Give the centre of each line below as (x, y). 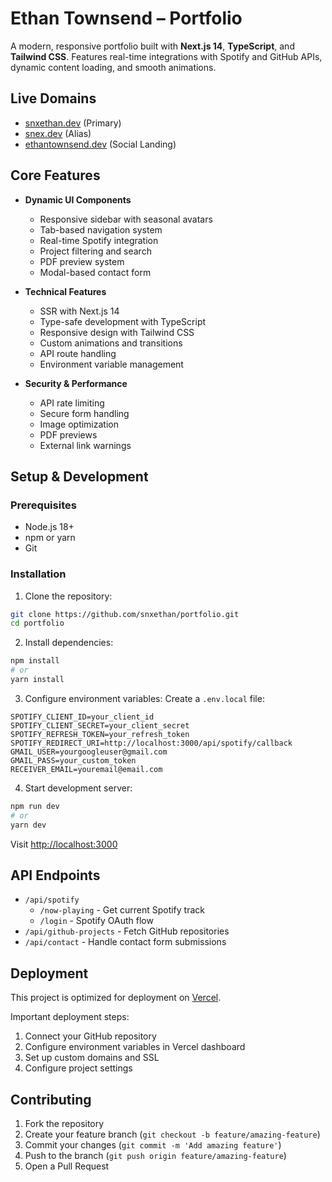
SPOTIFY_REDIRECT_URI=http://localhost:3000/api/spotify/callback (151, 743)
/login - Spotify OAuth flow (96, 921)
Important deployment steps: (70, 1017)
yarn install (37, 680)
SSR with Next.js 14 (79, 311)
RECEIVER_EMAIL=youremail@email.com (86, 769)
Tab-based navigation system (101, 229)
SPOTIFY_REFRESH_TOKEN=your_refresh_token (100, 734)
